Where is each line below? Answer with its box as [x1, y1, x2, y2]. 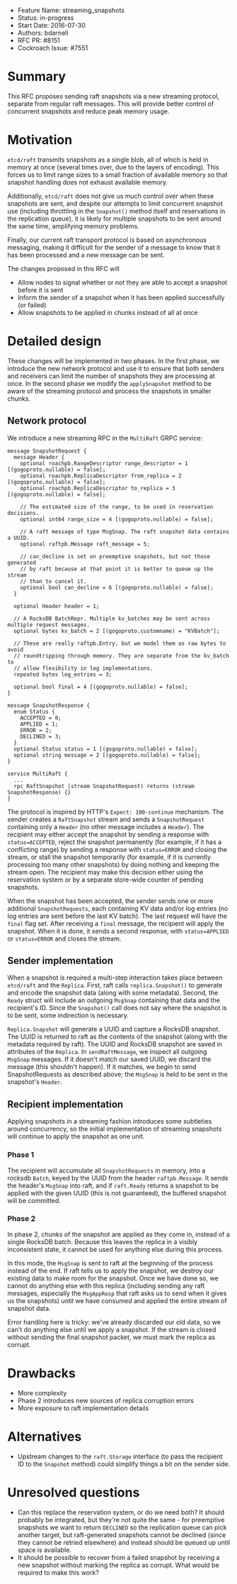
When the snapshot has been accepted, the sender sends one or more [7, 897, 214, 905]
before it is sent [17, 285, 64, 294]
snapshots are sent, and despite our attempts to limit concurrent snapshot [7, 199, 223, 208]
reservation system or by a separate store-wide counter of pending [7, 875, 204, 884]
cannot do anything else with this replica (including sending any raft [7, 1281, 205, 1290]
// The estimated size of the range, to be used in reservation [20, 503, 214, 510]
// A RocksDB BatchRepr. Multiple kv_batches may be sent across [13, 615, 211, 622]
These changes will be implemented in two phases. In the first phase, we [7, 356, 220, 365]
